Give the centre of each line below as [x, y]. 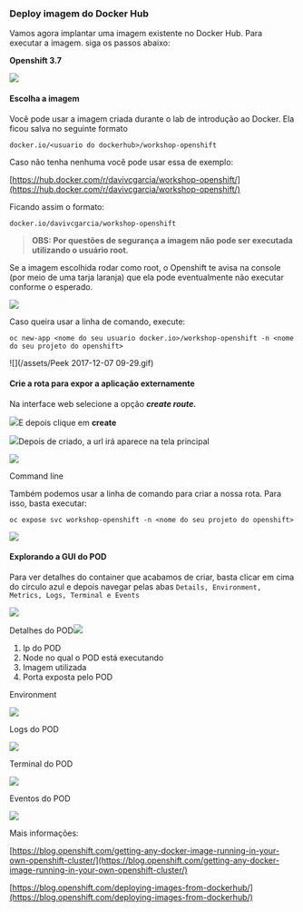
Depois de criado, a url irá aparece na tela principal [114, 441]
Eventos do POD [40, 798]
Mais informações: [44, 833]
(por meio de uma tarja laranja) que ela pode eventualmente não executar [147, 277]
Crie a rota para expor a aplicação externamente [102, 383]
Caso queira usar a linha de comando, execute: [98, 322]
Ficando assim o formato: [57, 206]
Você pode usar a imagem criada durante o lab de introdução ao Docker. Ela [152, 119]
